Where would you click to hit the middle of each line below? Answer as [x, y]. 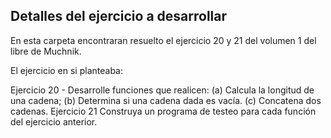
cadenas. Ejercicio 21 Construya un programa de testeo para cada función [163, 111]
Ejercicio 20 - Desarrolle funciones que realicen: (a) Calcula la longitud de [162, 90]
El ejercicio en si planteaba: [66, 70]
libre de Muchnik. [46, 51]
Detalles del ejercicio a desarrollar [119, 16]
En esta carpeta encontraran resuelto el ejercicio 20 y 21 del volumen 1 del [163, 40]
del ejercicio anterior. [54, 121]
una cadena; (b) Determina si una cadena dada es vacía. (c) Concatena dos [166, 100]
